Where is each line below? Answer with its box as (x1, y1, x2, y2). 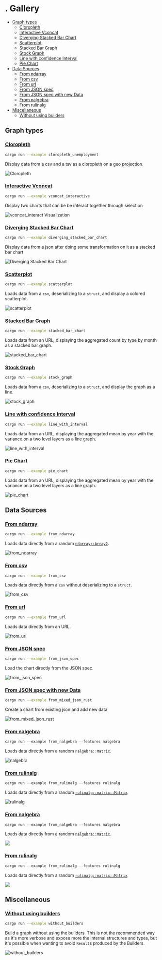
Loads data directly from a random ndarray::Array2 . (5, 541, 109, 547)
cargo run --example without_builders (5, 921, 83, 926)
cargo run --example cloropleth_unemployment (5, 152, 98, 157)
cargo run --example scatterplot (5, 282, 73, 287)
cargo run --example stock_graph (5, 375, 73, 380)
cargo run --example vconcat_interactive (5, 194, 90, 198)
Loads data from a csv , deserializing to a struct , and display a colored (5, 291, 146, 296)
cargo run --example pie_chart (5, 469, 68, 473)
